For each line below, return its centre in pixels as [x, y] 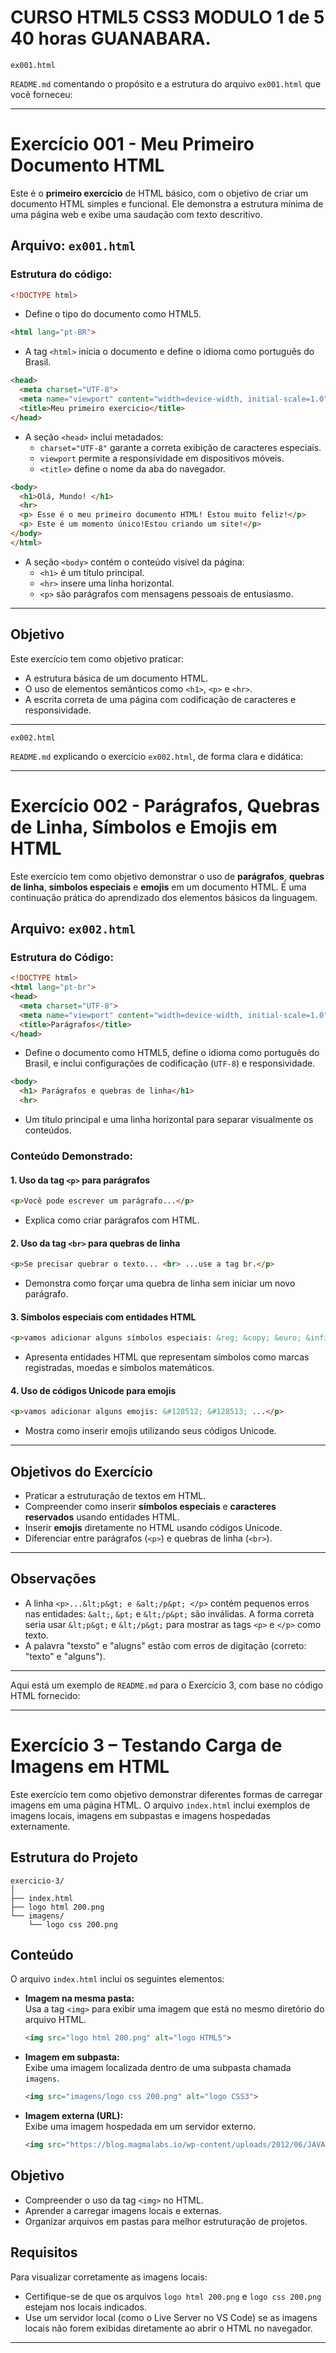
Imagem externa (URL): [74, 2116]
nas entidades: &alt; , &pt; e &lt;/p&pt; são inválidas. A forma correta [169, 1613]
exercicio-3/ [37, 1881]
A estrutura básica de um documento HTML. [116, 678]
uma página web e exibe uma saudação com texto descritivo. [136, 214]
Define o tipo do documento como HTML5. [113, 314]
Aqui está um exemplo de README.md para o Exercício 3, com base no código [167, 1685]
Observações [53, 1579]
